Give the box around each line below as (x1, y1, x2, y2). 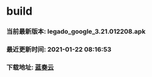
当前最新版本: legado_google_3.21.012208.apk (6, 28, 146, 36)
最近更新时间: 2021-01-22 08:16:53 (6, 45, 112, 54)
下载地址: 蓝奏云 (6, 63, 54, 71)
